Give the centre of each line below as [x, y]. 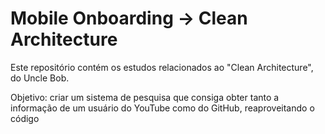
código [25, 118]
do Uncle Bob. [40, 78]
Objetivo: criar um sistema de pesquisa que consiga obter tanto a [145, 97]
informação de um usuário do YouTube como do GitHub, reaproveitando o [162, 108]
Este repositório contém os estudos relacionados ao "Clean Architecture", [162, 67]
